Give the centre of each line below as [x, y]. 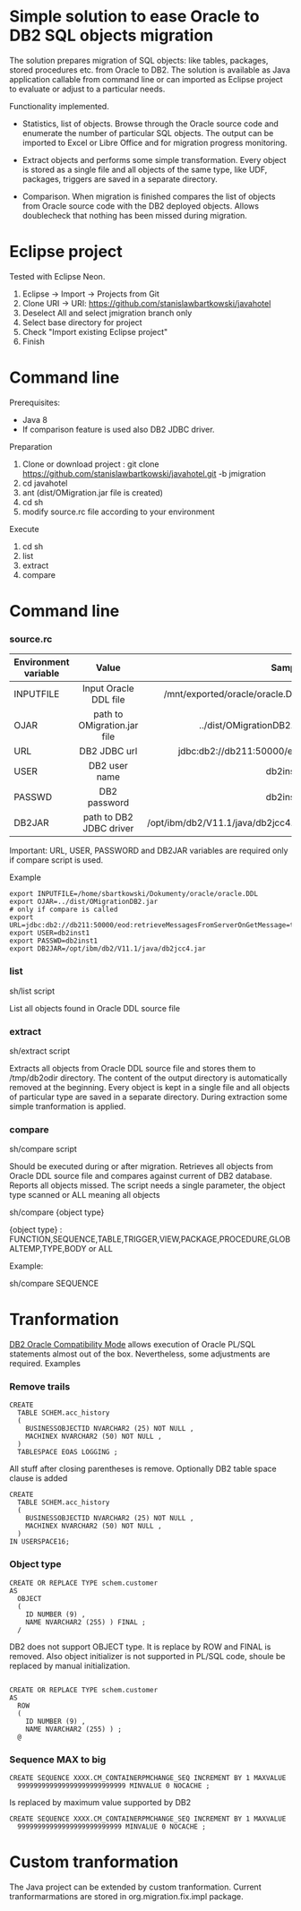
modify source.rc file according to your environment [118, 512]
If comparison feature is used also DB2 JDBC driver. [118, 429]
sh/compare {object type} [57, 1212]
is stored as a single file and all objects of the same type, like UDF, [145, 169]
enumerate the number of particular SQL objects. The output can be [148, 133]
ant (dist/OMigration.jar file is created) [93, 492]
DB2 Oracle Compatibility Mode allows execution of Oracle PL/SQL [133, 1345]
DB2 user [108, 766]
